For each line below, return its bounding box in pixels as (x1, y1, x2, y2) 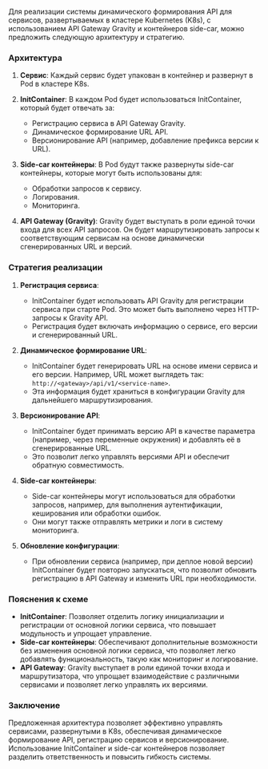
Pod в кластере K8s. (19, 79, 90, 89)
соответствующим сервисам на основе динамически (19, 233, 205, 243)
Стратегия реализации (8, 262, 103, 273)
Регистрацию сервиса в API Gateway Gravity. (31, 119, 186, 128)
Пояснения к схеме (8, 593, 89, 605)
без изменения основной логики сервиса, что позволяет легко (19, 646, 236, 655)
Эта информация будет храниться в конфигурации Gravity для (31, 387, 246, 396)
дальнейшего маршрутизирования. (31, 395, 154, 404)
